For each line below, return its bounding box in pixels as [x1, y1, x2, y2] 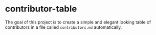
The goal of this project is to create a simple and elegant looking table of [5, 19, 151, 25]
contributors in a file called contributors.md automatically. [5, 24, 122, 30]
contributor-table [5, 3, 77, 14]
